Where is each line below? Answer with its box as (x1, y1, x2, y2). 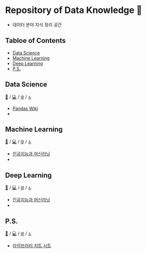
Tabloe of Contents (5, 36, 66, 45)
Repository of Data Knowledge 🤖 (5, 4, 143, 16)
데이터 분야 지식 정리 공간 (12, 21, 62, 27)
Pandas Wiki (12, 105, 38, 111)
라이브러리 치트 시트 (12, 242, 51, 248)
